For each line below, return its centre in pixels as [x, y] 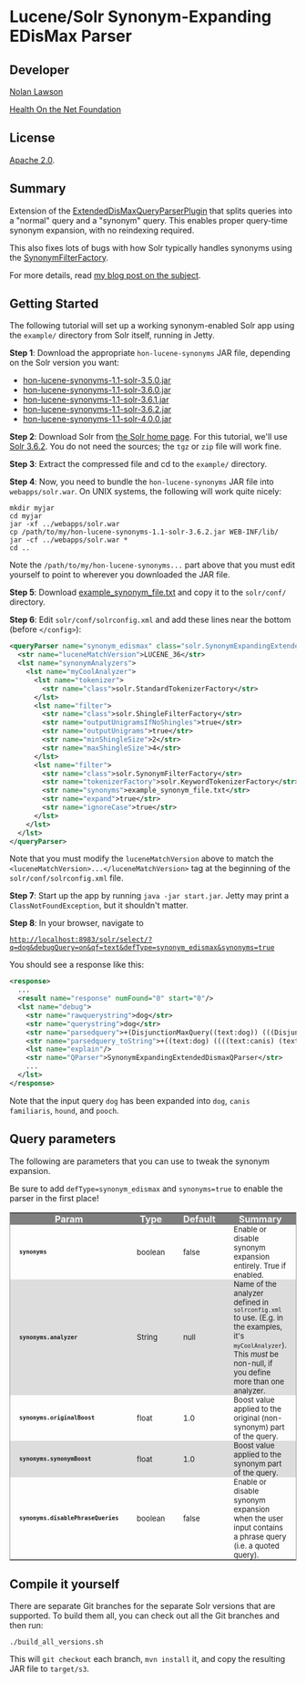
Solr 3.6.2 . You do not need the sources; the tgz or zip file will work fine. [146, 447]
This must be [256, 1354]
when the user [259, 1518]
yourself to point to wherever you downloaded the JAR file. [120, 575]
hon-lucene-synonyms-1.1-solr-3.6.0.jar [97, 390]
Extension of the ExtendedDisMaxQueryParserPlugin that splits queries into [151, 211]
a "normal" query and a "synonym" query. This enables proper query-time [149, 220]
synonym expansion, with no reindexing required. [102, 230]
